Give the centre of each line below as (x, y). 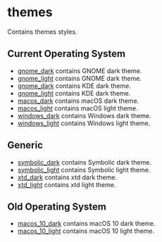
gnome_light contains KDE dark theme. (74, 93)
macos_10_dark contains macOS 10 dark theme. (86, 224)
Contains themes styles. (42, 32)
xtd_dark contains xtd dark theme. (67, 177)
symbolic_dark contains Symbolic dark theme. (84, 162)
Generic (25, 145)
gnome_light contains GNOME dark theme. (80, 78)
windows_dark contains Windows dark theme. (84, 115)
